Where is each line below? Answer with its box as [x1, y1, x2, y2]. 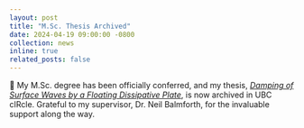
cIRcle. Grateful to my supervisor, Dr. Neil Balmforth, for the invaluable [9, 99, 271, 109]
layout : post [9, 13, 59, 23]
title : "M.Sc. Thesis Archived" [9, 22, 131, 31]
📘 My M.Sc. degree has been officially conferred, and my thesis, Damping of [9, 80, 294, 90]
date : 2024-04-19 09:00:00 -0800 [9, 30, 135, 39]
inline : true [9, 47, 59, 56]
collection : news [9, 38, 75, 48]
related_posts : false [9, 55, 91, 64]
